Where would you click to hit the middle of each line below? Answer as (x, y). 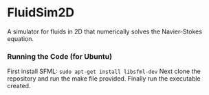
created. (19, 86)
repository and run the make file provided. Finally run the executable (104, 79)
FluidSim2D (41, 13)
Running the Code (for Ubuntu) (59, 56)
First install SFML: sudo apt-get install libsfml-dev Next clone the (104, 71)
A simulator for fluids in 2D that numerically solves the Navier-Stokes (105, 31)
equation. (21, 38)
